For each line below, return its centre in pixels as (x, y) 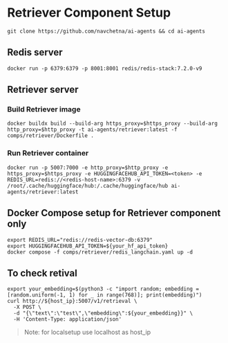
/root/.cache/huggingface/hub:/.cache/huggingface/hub (88, 186)
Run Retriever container (48, 153)
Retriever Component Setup (89, 13)
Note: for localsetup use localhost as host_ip (87, 332)
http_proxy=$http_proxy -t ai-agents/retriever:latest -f (92, 130)
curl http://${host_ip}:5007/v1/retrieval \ (72, 301)
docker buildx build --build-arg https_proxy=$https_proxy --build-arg (112, 124)
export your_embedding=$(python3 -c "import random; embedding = (103, 289)
